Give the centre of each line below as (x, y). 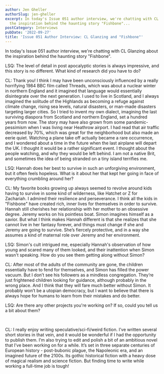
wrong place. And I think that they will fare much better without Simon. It (78, 285)
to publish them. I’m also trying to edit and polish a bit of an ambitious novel (81, 340)
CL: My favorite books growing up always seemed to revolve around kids (79, 188)
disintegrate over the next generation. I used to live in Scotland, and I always (82, 96)
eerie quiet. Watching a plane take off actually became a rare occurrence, (79, 137)
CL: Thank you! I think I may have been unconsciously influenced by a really (82, 80)
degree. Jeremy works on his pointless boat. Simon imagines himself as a (79, 214)
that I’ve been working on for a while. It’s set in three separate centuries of (80, 345)
